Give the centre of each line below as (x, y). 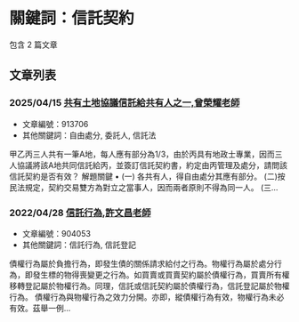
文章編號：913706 (55, 124)
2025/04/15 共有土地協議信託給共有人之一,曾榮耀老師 (125, 103)
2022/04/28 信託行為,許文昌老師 (80, 213)
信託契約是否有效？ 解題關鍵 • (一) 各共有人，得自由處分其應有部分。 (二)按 (147, 176)
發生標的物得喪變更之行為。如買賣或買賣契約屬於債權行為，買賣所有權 (161, 274)
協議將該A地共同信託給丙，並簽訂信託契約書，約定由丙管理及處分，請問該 (152, 165)
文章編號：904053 (57, 233)
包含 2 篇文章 (33, 44)
